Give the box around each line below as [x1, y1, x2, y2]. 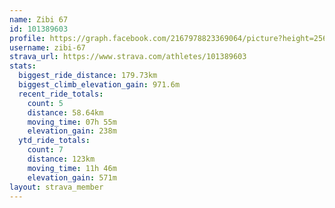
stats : [9, 61, 37, 71]
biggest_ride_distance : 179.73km [18, 71, 158, 81]
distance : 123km [27, 154, 96, 164]
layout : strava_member [9, 182, 104, 192]
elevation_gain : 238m [27, 126, 117, 136]
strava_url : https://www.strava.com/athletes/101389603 [9, 52, 247, 62]
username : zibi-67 [9, 42, 86, 53]
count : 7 [27, 145, 64, 155]
